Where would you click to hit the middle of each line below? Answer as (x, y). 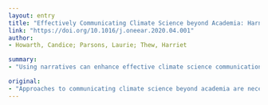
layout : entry (32, 16)
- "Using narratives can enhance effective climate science (110, 67)
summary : (23, 60)
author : (21, 38)
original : (25, 81)
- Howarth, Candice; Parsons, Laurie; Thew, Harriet (98, 45)
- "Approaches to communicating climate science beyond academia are (126, 88)
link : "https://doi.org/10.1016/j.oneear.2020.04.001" (101, 30)
